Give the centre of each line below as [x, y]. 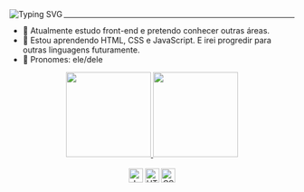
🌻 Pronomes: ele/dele [62, 59]
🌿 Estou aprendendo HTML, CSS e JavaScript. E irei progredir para [147, 40]
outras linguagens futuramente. [81, 50]
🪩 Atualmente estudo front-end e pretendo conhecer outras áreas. [146, 30]
